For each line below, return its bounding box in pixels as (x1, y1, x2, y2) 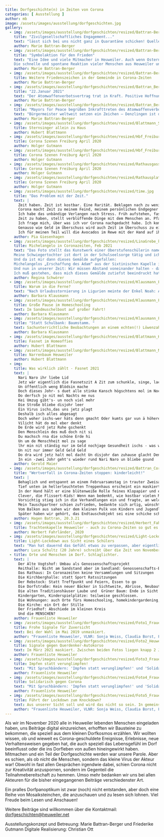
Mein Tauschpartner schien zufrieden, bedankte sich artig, (18, 502, 143, 507)
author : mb (5, 16, 27, 21)
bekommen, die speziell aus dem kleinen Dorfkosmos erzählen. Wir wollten (5, 730, 156, 736)
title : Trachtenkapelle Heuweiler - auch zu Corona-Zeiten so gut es (14, 525, 159, 530)
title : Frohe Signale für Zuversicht (14, 625, 91, 630)
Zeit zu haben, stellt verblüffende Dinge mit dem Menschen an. (18, 216, 152, 221)
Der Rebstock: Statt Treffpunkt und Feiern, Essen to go (18, 579, 137, 584)
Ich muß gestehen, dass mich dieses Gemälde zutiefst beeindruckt (14, 271, 152, 276)
